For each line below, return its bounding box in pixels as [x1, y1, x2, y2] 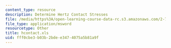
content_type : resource [5, 7, 56, 12]
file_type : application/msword [5, 21, 72, 26]
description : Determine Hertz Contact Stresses [5, 12, 108, 17]
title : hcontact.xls [5, 30, 49, 35]
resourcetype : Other [5, 26, 49, 31]
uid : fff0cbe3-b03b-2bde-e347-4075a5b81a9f [5, 35, 99, 40]
